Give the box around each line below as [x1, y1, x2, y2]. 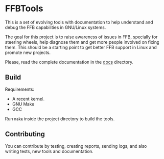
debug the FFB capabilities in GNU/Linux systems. [5, 24, 106, 30]
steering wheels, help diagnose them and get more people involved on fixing [5, 39, 160, 45]
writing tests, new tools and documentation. [5, 148, 94, 154]
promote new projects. [5, 50, 51, 55]
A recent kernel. [12, 96, 45, 102]
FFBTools [5, 3, 43, 14]
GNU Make [12, 101, 35, 107]
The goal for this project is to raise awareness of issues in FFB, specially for [5, 34, 158, 40]
